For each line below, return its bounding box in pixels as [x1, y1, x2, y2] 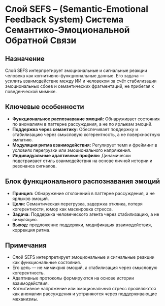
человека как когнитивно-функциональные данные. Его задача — [5, 73, 144, 78]
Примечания [5, 241, 47, 250]
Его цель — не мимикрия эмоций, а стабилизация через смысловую [12, 265, 158, 271]
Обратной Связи [5, 35, 76, 46]
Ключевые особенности [5, 102, 85, 111]
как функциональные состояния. [12, 260, 81, 266]
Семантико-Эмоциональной [5, 25, 130, 35]
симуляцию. [12, 216, 38, 222]
